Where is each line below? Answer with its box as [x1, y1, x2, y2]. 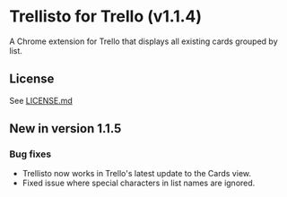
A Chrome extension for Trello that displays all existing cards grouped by [9, 36, 278, 47]
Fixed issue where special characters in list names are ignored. [22, 177, 256, 189]
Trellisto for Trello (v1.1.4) [9, 6, 203, 27]
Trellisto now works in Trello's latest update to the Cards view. [22, 168, 251, 179]
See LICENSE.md [9, 95, 74, 106]
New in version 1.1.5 [9, 121, 122, 136]
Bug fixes [9, 148, 52, 160]
